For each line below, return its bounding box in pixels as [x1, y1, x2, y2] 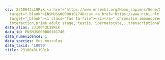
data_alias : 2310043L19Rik [5, 25, 60, 30]
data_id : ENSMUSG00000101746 [5, 30, 65, 34]
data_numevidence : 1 [5, 34, 48, 39]
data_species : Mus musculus [5, 39, 63, 44]
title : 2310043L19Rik [5, 47, 50, 52]
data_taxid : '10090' [5, 43, 48, 48]
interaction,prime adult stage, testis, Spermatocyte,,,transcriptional [9, 20, 162, 26]
